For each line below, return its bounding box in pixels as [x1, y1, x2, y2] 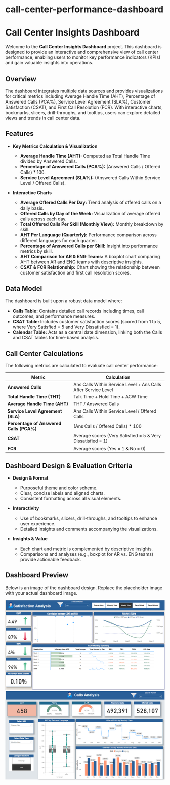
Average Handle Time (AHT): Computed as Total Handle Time [20, 153, 150, 159]
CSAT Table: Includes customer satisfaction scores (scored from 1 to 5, [12, 318, 161, 324]
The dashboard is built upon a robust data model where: [5, 298, 122, 304]
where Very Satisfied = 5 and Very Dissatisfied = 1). [12, 324, 120, 330]
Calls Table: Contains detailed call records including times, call [12, 308, 144, 314]
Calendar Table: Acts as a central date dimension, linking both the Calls [12, 329, 162, 335]
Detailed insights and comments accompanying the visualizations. [20, 526, 158, 532]
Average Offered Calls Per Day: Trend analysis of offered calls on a [20, 199, 161, 206]
